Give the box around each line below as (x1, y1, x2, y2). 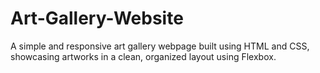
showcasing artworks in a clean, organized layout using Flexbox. (10, 50, 277, 62)
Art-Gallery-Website (10, 7, 184, 30)
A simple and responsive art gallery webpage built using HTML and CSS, (10, 40, 310, 52)
